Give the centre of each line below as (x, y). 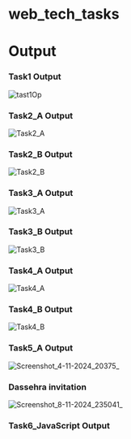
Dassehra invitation (48, 387)
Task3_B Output (40, 232)
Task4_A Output (41, 271)
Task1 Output (35, 76)
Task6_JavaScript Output (59, 425)
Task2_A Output (41, 115)
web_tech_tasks (64, 14)
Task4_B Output (40, 310)
